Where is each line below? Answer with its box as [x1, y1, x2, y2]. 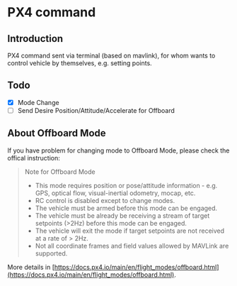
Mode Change [17, 98, 59, 106]
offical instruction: [7, 153, 60, 162]
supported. [35, 249, 68, 258]
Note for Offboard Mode [24, 167, 96, 176]
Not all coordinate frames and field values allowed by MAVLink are [35, 241, 229, 250]
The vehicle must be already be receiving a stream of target [35, 211, 210, 220]
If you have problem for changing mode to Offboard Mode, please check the [7, 146, 230, 155]
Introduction [7, 33, 64, 45]
